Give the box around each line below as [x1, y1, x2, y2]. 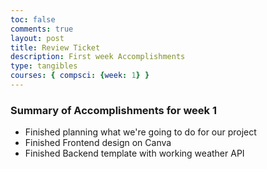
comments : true [10, 24, 74, 34]
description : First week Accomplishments [10, 52, 186, 62]
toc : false [10, 14, 56, 25]
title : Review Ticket [10, 42, 101, 53]
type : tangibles [10, 61, 78, 71]
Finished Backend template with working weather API [24, 147, 245, 160]
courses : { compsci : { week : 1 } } [10, 71, 150, 81]
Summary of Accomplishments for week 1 [10, 103, 217, 117]
